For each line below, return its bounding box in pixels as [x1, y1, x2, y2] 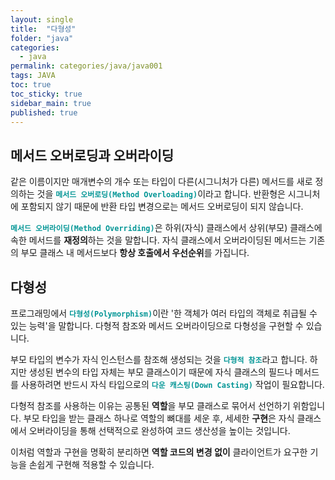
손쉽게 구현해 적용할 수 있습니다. [28, 459, 155, 470]
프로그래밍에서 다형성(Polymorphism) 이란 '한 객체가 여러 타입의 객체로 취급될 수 [10, 307, 318, 319]
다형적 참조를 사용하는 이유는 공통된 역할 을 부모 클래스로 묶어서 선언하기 [10, 400, 291, 411]
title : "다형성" [10, 24, 77, 34]
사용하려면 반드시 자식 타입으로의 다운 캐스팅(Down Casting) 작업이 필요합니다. [20, 379, 325, 390]
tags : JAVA [10, 71, 56, 81]
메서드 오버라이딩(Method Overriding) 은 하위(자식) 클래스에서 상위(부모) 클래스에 [10, 222, 323, 234]
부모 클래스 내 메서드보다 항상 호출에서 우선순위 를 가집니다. [20, 247, 250, 259]
